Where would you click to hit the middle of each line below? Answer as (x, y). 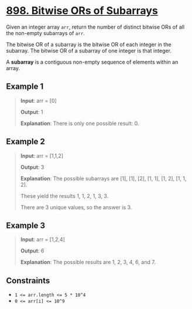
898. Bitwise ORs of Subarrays (82, 11)
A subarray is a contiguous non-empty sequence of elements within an (92, 62)
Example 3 (26, 225)
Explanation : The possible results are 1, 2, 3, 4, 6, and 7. (88, 262)
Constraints (28, 281)
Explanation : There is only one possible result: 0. (80, 123)
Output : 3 (32, 167)
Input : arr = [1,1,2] (42, 155)
